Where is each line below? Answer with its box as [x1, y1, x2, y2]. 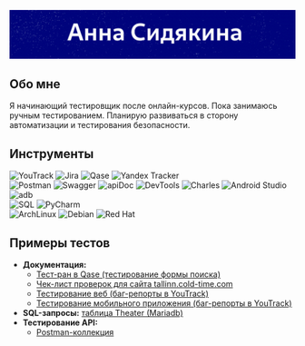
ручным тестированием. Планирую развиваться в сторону [9, 110, 239, 121]
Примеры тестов [9, 235, 111, 251]
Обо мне [9, 76, 61, 92]
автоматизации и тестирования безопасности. [9, 120, 191, 131]
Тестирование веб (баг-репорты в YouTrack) [35, 288, 209, 300]
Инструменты [9, 146, 94, 162]
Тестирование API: [22, 317, 98, 328]
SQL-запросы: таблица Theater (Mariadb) [22, 308, 183, 319]
